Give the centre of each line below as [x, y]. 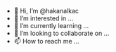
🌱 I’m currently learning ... [51, 26]
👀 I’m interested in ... [44, 18]
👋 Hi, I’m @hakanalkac [46, 11]
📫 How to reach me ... [46, 41]
